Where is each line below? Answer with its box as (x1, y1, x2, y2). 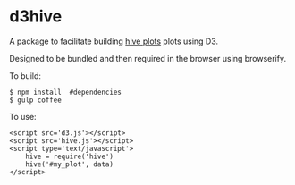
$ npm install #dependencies (9, 88, 122, 97)
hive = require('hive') (25, 152, 114, 161)
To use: (9, 111, 38, 122)
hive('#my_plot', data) (25, 159, 114, 169)
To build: (9, 70, 42, 81)
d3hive (9, 6, 63, 27)
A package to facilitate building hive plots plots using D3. (9, 36, 219, 46)
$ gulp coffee (9, 96, 63, 105)
